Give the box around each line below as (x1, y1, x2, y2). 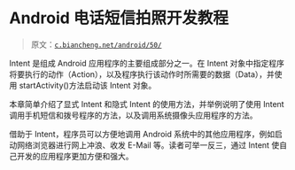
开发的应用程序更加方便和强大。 (16, 151, 134, 161)
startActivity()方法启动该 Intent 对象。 (19, 80, 157, 90)
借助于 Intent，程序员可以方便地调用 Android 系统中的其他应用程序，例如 (9, 128, 276, 139)
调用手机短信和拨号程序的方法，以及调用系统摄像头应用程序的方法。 (9, 110, 258, 120)
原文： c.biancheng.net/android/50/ (30, 39, 162, 50)
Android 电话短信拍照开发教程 (9, 8, 229, 28)
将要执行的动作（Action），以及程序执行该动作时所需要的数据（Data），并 (9, 68, 275, 80)
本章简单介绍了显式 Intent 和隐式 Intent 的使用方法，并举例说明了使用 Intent (9, 98, 285, 109)
